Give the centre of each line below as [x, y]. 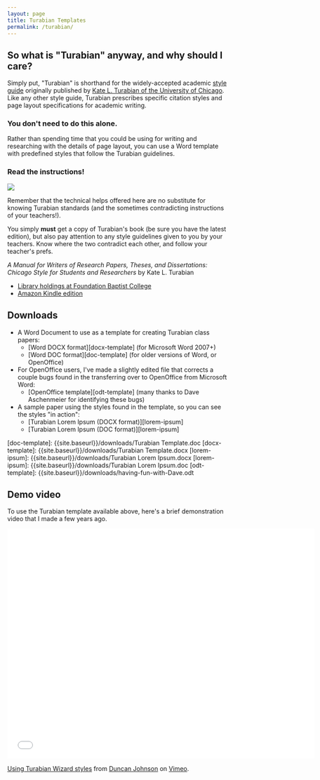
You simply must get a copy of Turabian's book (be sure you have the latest [117, 229]
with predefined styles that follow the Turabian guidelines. [91, 154]
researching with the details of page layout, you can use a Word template [113, 146]
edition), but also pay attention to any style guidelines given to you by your [115, 236]
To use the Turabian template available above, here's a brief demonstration [115, 511]
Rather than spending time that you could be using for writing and [102, 139]
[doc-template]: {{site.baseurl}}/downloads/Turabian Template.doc [104, 443]
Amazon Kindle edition [50, 293]
